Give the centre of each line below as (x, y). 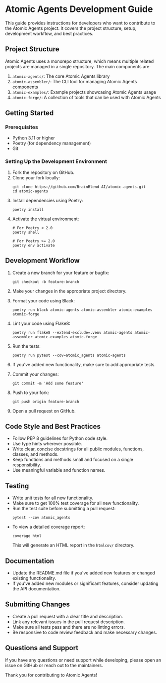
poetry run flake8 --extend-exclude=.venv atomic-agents (72, 332)
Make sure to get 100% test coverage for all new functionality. (76, 503)
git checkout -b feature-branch (46, 282)
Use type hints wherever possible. (47, 444)
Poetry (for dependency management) (52, 143)
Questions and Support (42, 648)
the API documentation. (36, 588)
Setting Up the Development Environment (56, 161)
